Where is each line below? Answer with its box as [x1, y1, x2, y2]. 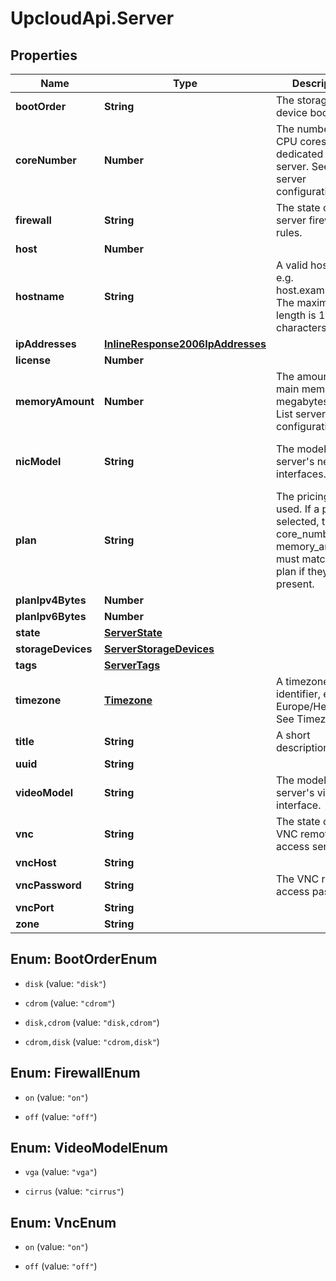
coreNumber [15, 153, 77, 167]
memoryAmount [15, 395, 95, 408]
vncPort [15, 901, 55, 914]
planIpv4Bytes [15, 593, 87, 607]
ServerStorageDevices [104, 642, 215, 656]
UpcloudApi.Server [10, 7, 175, 30]
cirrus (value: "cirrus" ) [24, 1185, 125, 1197]
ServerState [104, 626, 163, 639]
